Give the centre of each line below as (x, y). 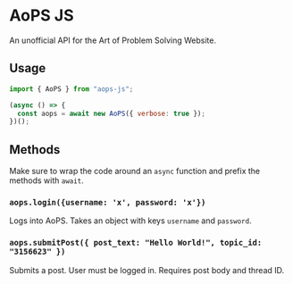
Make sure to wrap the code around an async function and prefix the (135, 171)
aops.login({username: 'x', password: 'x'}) (108, 202)
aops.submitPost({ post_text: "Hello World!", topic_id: (136, 243)
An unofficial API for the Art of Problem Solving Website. (113, 40)
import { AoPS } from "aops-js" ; (71, 89)
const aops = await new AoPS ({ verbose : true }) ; (111, 113)
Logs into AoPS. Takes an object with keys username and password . (130, 221)
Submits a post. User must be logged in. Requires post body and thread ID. (147, 270)
